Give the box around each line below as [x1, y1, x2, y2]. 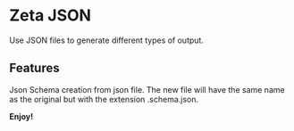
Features [9, 61, 60, 76]
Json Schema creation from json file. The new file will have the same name [9, 84, 285, 94]
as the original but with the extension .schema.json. [9, 94, 199, 104]
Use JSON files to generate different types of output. [9, 35, 204, 45]
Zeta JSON [9, 5, 92, 26]
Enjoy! [9, 111, 34, 121]
